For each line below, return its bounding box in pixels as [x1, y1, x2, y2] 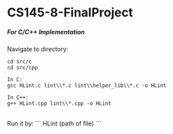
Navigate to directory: [7, 45, 68, 53]
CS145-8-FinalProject [7, 5, 133, 21]
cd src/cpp [7, 64, 38, 71]
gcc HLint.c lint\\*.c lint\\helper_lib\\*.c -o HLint [7, 82, 167, 90]
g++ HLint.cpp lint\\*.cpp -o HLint [7, 100, 111, 107]
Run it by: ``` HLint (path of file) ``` [7, 120, 102, 128]
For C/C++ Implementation [7, 27, 85, 36]
